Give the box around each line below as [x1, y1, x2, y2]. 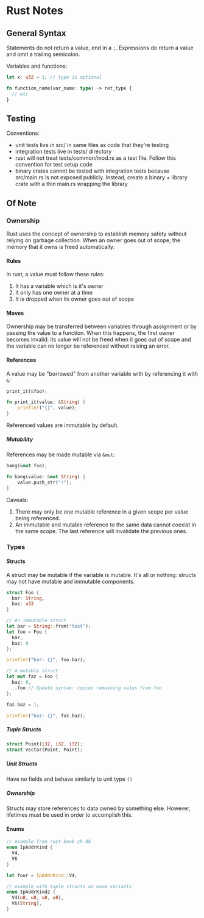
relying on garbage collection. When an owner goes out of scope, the [6, 237, 181, 244]
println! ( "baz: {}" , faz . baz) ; [6, 712, 86, 719]
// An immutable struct [6, 617, 67, 624]
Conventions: [6, 129, 40, 137]
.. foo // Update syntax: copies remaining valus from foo [12, 684, 163, 691]
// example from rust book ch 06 [6, 839, 91, 845]
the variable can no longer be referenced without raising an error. [6, 342, 171, 350]
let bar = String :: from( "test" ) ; [6, 623, 91, 629]
